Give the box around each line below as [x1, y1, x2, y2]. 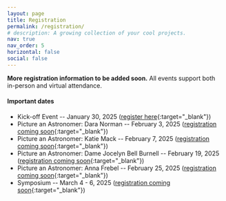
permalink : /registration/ [7, 23, 85, 30]
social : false [7, 55, 48, 62]
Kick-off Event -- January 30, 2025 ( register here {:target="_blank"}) [17, 112, 212, 121]
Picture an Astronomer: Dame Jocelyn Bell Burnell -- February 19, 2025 [17, 149, 220, 157]
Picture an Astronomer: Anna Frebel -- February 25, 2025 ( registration [17, 164, 217, 172]
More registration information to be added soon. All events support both [7, 74, 216, 82]
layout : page [7, 10, 45, 17]
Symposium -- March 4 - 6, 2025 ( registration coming [17, 178, 171, 186]
